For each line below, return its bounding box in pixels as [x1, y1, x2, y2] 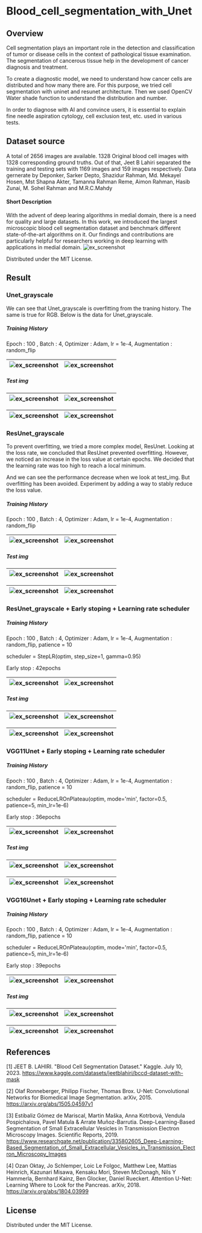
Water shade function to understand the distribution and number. [6, 95, 168, 101]
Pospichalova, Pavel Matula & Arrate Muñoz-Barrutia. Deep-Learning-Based [6, 1118, 195, 1126]
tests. [6, 119, 20, 126]
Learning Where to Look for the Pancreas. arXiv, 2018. [6, 1181, 141, 1189]
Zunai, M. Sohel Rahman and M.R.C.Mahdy [6, 184, 113, 191]
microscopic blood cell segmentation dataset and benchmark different [6, 224, 181, 232]
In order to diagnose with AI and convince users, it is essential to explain [6, 106, 186, 113]
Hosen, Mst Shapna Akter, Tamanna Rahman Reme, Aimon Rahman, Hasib [6, 178, 191, 185]
